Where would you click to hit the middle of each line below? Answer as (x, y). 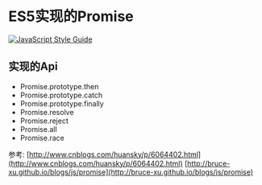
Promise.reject (44, 121)
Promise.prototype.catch (61, 95)
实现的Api (33, 66)
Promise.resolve (47, 112)
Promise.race (42, 138)
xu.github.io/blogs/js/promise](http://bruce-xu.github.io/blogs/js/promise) (131, 172)
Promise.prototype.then (59, 86)
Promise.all (39, 129)
